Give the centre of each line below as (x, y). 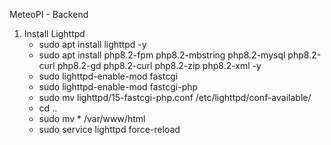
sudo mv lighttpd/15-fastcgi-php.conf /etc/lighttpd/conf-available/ (175, 97)
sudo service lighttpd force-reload (109, 129)
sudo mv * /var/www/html (92, 118)
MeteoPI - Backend (49, 14)
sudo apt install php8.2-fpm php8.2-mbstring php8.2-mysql (162, 55)
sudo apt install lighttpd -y (92, 44)
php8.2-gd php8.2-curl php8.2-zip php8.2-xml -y (159, 65)
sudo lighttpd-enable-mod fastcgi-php (118, 87)
